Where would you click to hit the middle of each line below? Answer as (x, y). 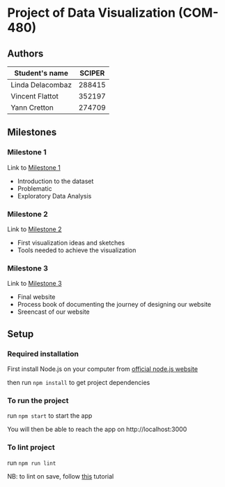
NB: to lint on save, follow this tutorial (61, 476)
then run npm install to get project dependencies (79, 382)
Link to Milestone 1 (34, 167)
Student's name (41, 73)
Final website (36, 297)
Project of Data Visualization (92, 13)
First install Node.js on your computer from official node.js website (103, 369)
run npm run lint (32, 463)
